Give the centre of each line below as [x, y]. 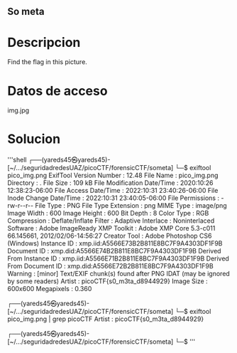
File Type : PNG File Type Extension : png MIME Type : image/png [131, 206]
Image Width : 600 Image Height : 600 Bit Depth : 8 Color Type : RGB [108, 214]
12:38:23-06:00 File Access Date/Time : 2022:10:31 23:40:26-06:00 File [113, 191]
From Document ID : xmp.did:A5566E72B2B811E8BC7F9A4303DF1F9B [111, 266]
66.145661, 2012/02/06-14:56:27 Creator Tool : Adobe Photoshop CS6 [110, 236]
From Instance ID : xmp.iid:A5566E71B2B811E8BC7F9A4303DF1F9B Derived [118, 258]
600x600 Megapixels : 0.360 [50, 289]
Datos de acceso [57, 91]
